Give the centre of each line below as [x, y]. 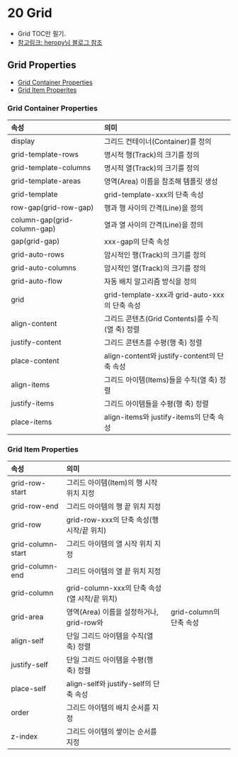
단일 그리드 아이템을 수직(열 [110, 636]
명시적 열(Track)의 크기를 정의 [152, 168]
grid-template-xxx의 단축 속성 [154, 195]
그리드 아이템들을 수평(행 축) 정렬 [156, 404]
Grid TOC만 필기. [41, 33]
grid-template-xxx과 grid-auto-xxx [164, 295]
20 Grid [30, 13]
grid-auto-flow [36, 281]
